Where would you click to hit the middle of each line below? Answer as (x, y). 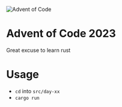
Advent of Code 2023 (61, 34)
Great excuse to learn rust (38, 50)
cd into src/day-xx (37, 91)
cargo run (27, 98)
